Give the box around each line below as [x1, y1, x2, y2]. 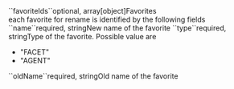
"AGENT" [19, 56, 51, 65]
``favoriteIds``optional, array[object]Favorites [8, 6, 157, 15]
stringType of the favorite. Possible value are [8, 32, 157, 41]
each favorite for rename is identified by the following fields [8, 14, 206, 24]
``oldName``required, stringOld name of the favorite [8, 71, 179, 81]
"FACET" [19, 47, 50, 57]
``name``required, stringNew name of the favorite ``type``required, [8, 23, 227, 33]
